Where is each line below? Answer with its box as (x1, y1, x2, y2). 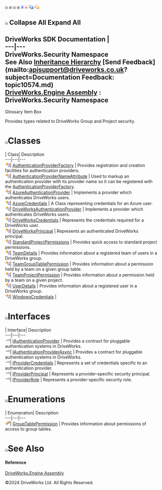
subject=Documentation (5, 73, 81, 81)
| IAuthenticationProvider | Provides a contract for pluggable (10, 338, 130, 344)
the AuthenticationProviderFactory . (5, 184, 75, 189)
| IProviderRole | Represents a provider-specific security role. (10, 377, 132, 383)
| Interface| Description (5, 327, 51, 333)
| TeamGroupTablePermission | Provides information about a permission (10, 261, 154, 267)
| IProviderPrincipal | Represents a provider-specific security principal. (10, 371, 151, 377)
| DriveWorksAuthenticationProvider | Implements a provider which (10, 207, 144, 212)
